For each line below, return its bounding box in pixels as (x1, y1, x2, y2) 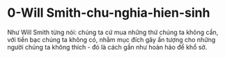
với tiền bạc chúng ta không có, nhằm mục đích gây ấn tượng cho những (7, 35, 216, 43)
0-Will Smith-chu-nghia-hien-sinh (7, 5, 210, 21)
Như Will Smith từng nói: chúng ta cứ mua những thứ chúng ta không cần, (7, 28, 219, 36)
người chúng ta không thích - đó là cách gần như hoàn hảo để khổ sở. (7, 43, 208, 51)
